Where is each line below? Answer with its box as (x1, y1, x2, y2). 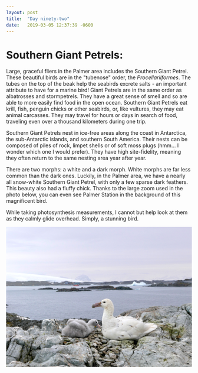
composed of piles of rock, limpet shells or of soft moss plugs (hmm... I (6, 142, 179, 149)
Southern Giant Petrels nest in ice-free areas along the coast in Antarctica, (6, 129, 187, 137)
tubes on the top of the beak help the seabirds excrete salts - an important (6, 80, 187, 87)
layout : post (6, 9, 38, 15)
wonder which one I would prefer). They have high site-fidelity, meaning (6, 148, 181, 155)
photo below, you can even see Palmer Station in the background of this (6, 191, 181, 198)
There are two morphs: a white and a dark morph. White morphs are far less (6, 166, 191, 173)
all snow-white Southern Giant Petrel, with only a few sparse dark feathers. (6, 179, 189, 186)
